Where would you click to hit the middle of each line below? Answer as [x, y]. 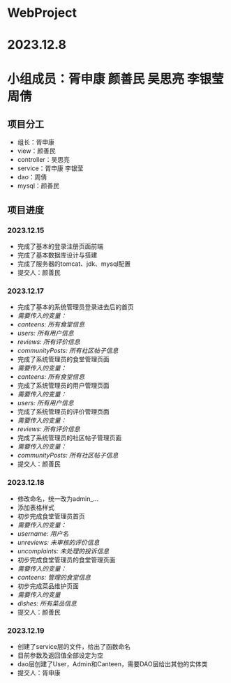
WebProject [42, 13]
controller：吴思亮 [43, 160]
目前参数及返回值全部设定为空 [60, 655]
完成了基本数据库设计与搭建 [57, 255]
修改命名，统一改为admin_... [58, 498]
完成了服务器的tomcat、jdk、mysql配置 [74, 264]
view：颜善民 [36, 151]
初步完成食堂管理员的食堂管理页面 [66, 560]
